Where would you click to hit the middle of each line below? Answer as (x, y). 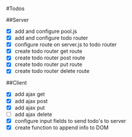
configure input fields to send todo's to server (70, 121)
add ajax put (30, 108)
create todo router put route (48, 65)
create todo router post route (50, 58)
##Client (16, 83)
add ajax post (31, 101)
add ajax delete (33, 114)
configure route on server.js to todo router (65, 45)
